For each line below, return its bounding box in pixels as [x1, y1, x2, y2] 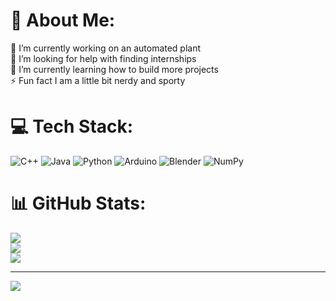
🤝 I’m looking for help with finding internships [10, 52, 197, 64]
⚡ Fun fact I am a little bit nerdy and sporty [10, 74, 186, 86]
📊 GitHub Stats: [10, 192, 147, 215]
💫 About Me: [10, 9, 116, 32]
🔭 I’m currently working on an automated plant [10, 42, 202, 54]
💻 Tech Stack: [10, 115, 134, 138]
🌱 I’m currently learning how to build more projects [10, 63, 219, 75]
